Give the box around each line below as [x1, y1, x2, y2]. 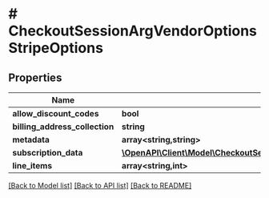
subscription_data [12, 147, 83, 158]
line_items [12, 160, 53, 171]
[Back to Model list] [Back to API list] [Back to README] [8, 181, 192, 190]
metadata [12, 134, 50, 145]
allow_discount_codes [12, 108, 99, 119]
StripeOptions [8, 39, 104, 57]
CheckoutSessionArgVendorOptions [8, 22, 258, 40]
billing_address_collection [12, 121, 114, 132]
